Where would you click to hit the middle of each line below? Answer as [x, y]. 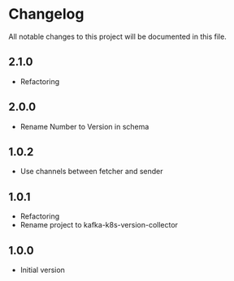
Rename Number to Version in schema [84, 126]
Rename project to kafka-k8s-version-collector [99, 225]
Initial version [42, 270]
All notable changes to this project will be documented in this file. [118, 36]
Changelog [46, 14]
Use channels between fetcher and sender [92, 172]
